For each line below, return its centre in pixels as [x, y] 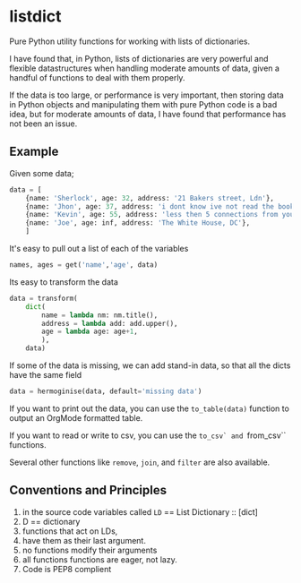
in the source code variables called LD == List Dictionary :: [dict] [140, 511]
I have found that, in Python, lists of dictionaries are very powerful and [139, 58]
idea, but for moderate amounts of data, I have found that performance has [148, 114]
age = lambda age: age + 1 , [90, 332]
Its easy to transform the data [64, 282]
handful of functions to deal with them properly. [97, 77]
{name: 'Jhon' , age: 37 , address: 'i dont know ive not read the [150, 206]
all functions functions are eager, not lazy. [99, 559]
